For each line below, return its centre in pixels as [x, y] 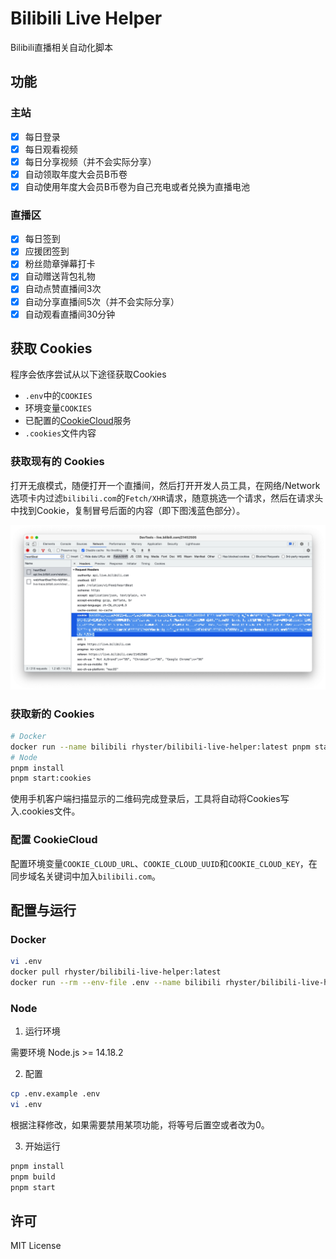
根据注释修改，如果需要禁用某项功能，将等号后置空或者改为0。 [140, 1124]
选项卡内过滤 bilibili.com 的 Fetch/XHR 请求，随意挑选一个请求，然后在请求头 [167, 498]
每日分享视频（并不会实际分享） [90, 161]
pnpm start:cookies [51, 778]
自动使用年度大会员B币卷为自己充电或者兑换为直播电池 [137, 186]
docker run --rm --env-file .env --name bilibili [116, 983]
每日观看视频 [51, 149]
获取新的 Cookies [52, 714]
